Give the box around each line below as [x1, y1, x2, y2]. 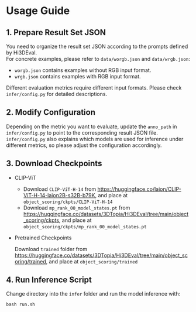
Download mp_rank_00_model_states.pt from [23, 204, 130, 211]
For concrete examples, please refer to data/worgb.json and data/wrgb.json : [6, 56, 190, 62]
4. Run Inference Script [6, 275, 92, 285]
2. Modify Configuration [6, 107, 95, 118]
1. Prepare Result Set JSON [6, 28, 106, 37]
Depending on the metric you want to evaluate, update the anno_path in [6, 123, 177, 130]
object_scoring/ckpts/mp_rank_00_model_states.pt [23, 224, 147, 229]
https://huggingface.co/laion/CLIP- [97, 186, 181, 193]
